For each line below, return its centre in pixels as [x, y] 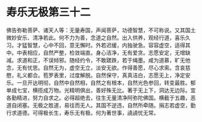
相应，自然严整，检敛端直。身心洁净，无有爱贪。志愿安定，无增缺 [109, 52]
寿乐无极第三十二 [49, 12]
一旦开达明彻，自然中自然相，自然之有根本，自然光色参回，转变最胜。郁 [106, 82]
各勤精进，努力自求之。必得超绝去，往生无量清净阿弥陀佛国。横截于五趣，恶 [101, 97]
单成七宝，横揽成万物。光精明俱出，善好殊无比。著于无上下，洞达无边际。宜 [101, 90]
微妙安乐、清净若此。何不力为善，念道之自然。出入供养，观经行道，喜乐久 [98, 37]
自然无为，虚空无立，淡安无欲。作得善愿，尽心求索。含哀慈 [117, 67]
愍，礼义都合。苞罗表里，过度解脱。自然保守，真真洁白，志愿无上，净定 [96, 75]
